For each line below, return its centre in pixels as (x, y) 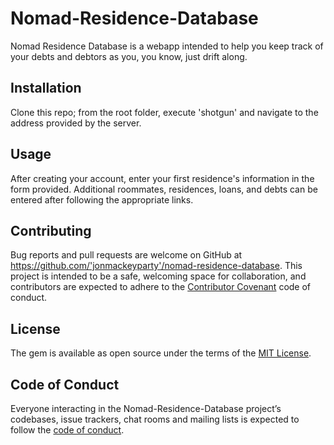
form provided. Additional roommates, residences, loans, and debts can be (164, 189)
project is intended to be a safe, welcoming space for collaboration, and (158, 276)
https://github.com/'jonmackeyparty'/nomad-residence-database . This (156, 266)
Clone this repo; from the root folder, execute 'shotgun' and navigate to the (164, 112)
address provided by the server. (76, 123)
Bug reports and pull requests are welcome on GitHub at (126, 255)
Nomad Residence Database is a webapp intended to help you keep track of (167, 46)
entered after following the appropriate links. (102, 199)
